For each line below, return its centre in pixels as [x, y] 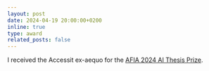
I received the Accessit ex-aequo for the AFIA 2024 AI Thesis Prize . [105, 60]
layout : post [26, 14]
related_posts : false [39, 40]
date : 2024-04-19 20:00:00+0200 [55, 20]
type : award [25, 33]
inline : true [26, 27]
